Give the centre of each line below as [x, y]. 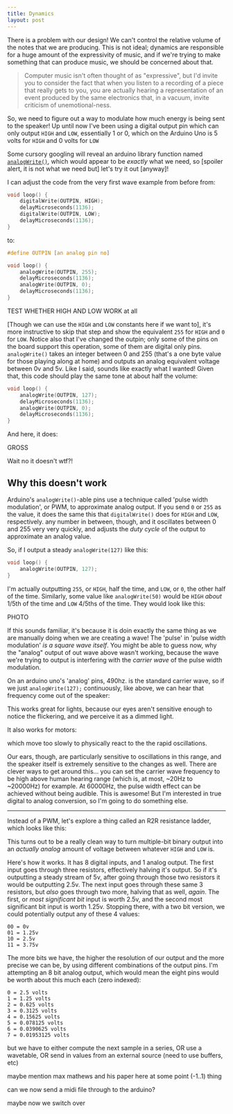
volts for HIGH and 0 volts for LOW [53, 140]
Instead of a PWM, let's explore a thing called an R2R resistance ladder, [109, 821]
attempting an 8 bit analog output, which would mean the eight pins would [113, 972]
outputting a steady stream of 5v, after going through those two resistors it [114, 877]
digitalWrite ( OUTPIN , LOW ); [60, 214]
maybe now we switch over [46, 1103]
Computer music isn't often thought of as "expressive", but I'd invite [121, 75]
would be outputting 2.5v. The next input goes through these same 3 [105, 884]
